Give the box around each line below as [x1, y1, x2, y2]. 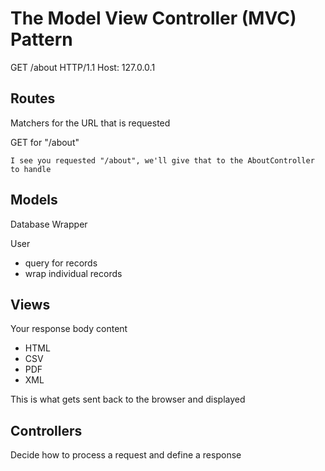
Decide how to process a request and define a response [10, 449, 242, 461]
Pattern [10, 28, 73, 51]
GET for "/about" [10, 136, 80, 148]
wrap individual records [24, 267, 123, 279]
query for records [24, 257, 98, 269]
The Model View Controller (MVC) [10, 7, 297, 30]
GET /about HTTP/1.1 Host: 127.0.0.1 [10, 61, 156, 73]
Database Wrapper [10, 218, 88, 230]
